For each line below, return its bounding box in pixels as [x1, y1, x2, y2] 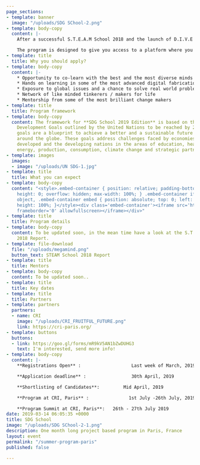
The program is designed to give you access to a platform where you [17, 47, 193, 54]
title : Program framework [11, 108, 76, 114]
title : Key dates [11, 285, 55, 291]
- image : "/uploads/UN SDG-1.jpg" [11, 163, 97, 170]
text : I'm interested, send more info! [17, 346, 116, 352]
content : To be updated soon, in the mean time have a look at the [11, 230, 183, 236]
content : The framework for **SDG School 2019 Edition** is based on [11, 119, 187, 125]
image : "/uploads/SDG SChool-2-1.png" [6, 422, 102, 429]
